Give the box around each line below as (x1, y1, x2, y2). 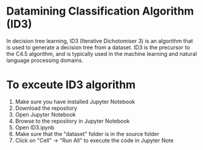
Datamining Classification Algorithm (6, 4, 194, 18)
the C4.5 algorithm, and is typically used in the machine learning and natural (6, 50, 198, 57)
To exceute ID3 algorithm (6, 78, 136, 92)
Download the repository (15, 104, 78, 112)
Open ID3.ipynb (15, 123, 55, 131)
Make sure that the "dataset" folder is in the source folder (15, 130, 160, 137)
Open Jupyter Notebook (15, 111, 76, 118)
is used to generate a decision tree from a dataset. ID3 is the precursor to (6, 44, 190, 51)
